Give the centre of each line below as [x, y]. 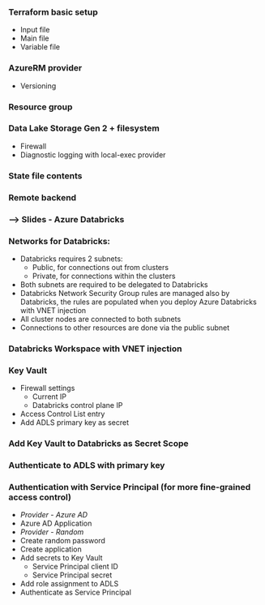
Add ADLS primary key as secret [75, 423]
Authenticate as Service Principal [76, 592]
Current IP [49, 397]
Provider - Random [52, 532]
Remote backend [43, 197]
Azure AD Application [56, 523]
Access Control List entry [62, 414]
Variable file [40, 47]
